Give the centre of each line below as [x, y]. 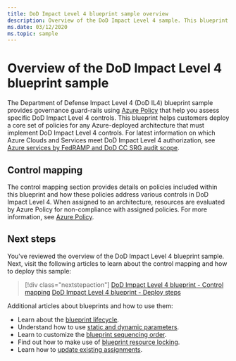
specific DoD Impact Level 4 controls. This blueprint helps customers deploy [118, 118]
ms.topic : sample [33, 33]
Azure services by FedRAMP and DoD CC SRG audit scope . [93, 148]
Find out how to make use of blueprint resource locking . [99, 342]
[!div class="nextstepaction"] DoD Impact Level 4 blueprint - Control [124, 284]
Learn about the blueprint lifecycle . [68, 319]
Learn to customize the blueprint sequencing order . [92, 334]
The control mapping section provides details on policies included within [112, 187]
